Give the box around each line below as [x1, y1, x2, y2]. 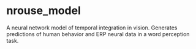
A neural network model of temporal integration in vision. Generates [6, 24, 178, 31]
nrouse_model [6, 4, 81, 18]
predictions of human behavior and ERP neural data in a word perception [6, 30, 190, 37]
